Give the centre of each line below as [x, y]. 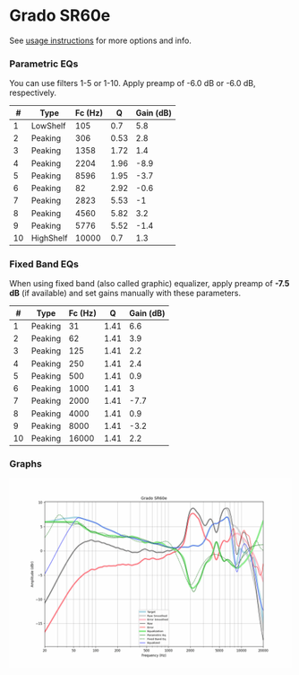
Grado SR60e [60, 16]
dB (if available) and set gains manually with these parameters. [125, 294]
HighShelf [49, 238]
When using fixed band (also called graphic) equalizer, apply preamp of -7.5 [149, 284]
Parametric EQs [44, 64]
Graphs [26, 464]
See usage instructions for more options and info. [101, 40]
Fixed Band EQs [44, 264]
